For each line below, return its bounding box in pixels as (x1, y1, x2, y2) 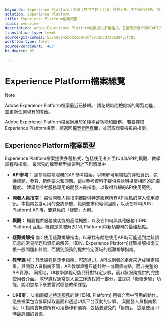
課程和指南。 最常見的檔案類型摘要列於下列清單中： (5, 161, 110, 167)
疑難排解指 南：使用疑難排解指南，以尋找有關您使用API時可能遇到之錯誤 (12, 234, 160, 240)
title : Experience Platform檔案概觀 (5, 16, 78, 21)
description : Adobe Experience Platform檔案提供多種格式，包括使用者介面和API (5, 26, 159, 31)
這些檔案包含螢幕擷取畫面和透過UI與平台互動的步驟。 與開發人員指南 (12, 298, 152, 304)
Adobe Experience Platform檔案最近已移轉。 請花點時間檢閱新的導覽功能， (5, 102, 158, 109)
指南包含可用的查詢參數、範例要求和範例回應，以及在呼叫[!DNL (25, 201, 154, 207)
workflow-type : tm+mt (5, 40, 50, 44)
